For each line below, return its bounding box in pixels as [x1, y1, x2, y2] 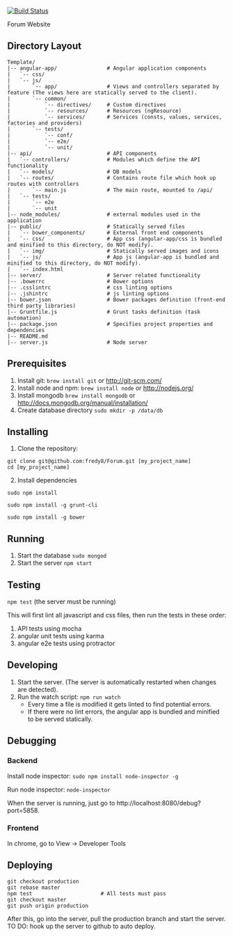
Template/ [7, 58, 36, 65]
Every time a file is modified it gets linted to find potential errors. [27, 700, 212, 708]
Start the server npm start [17, 559, 93, 567]
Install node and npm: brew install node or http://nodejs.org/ [17, 384, 194, 392]
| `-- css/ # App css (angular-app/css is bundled [7, 235, 223, 242]
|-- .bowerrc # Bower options [7, 278, 154, 285]
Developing [7, 659, 58, 671]
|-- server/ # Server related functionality [7, 271, 200, 278]
